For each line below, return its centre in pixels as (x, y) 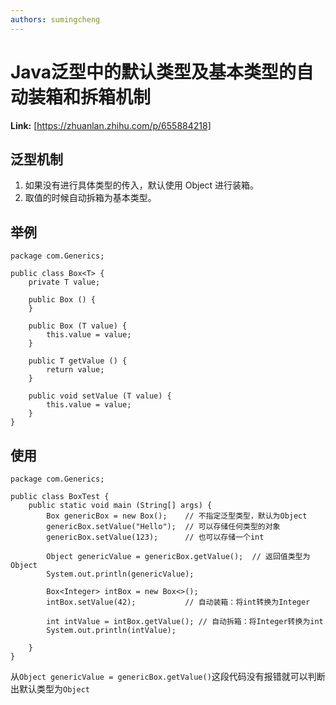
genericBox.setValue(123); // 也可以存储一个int (155, 537)
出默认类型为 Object (50, 689)
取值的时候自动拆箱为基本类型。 (90, 198)
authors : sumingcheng (55, 19)
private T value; (64, 282)
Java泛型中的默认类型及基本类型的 (153, 72)
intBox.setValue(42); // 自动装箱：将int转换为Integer (178, 602)
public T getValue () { (78, 361)
